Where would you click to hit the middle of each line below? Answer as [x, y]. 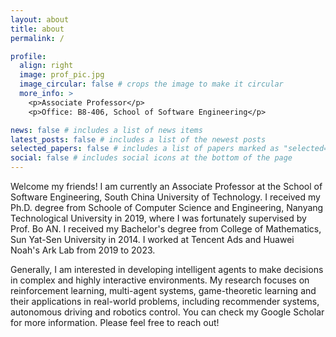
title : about [37, 29]
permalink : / [37, 38]
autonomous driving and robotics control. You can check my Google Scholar [167, 312]
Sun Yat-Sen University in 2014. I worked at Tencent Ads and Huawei [152, 239]
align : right [46, 66]
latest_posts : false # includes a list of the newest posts [138, 139]
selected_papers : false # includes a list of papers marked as [145, 149]
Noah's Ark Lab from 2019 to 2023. [83, 250]
